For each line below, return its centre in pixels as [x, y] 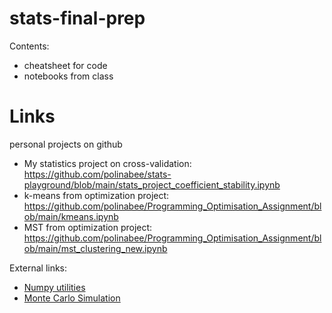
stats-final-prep [77, 18]
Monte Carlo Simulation [72, 298]
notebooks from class [68, 76]
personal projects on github [66, 144]
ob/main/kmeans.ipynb [71, 216]
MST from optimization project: [88, 227]
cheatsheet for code [65, 65]
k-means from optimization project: [96, 195]
